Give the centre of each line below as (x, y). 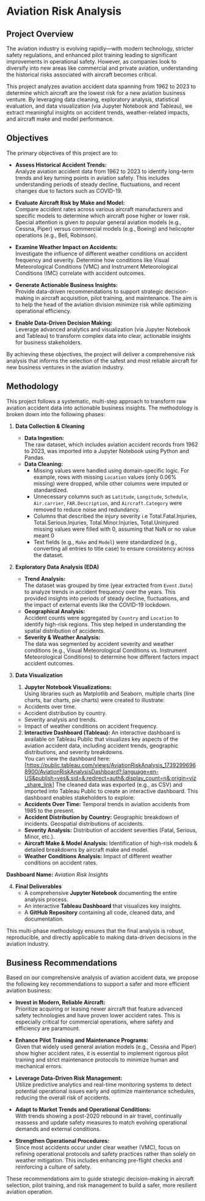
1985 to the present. (49, 810)
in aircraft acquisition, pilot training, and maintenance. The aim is (116, 297)
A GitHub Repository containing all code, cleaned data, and (99, 912)
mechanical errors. (39, 1066)
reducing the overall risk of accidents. (63, 1098)
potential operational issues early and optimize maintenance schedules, (105, 1091)
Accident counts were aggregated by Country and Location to (102, 618)
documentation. (44, 919)
